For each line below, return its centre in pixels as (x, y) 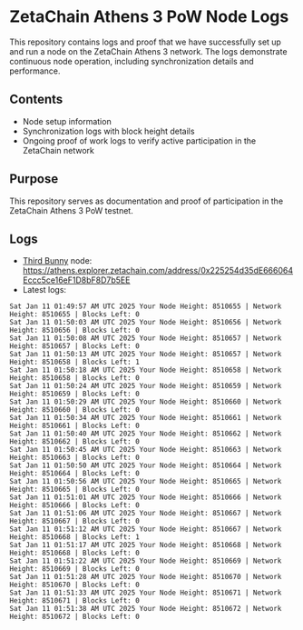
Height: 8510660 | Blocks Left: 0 (75, 410)
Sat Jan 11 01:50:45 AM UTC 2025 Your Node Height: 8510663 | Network (146, 450)
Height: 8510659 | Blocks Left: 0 (75, 394)
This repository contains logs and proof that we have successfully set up (145, 42)
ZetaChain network (59, 150)
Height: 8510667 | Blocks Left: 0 (75, 521)
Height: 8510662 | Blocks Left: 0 (75, 442)
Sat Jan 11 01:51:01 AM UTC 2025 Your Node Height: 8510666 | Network (146, 497)
